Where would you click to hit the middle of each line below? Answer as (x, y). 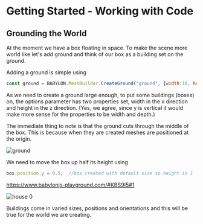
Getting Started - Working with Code (100, 11)
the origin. (19, 139)
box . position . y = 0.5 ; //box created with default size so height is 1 (100, 173)
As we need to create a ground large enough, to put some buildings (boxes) (100, 95)
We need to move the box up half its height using (67, 162)
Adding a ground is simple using (46, 72)
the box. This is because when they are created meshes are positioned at (98, 132)
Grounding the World (47, 34)
